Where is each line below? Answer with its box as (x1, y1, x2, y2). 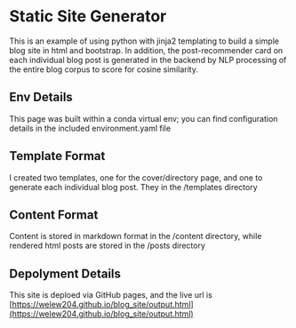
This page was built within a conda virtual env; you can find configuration (9, 113, 278, 124)
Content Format (9, 207, 99, 222)
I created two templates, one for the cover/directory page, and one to (9, 172, 263, 183)
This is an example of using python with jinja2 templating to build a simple (9, 36, 280, 46)
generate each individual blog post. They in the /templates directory (9, 181, 258, 192)
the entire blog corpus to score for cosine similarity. (9, 64, 198, 75)
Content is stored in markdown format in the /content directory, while (9, 231, 262, 242)
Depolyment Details (9, 266, 122, 281)
